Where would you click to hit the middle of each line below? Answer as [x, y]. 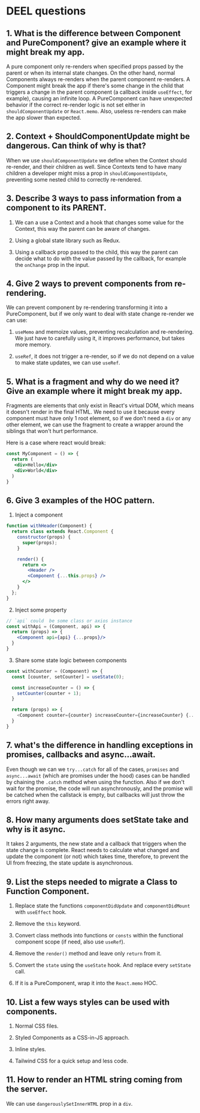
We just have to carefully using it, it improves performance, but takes [100, 339]
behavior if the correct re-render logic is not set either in [76, 105]
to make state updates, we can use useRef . [68, 363]
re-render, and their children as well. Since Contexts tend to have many [94, 167]
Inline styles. [31, 1049]
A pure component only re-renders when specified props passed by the [95, 66]
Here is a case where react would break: [56, 443]
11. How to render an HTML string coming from [94, 1080]
